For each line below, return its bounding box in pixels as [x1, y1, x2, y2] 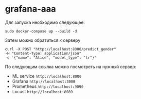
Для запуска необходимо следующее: [5, 19, 85, 25]
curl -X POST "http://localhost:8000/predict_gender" [5, 47, 117, 51]
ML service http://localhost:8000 [12, 73, 82, 79]
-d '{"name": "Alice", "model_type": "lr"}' [5, 55, 97, 60]
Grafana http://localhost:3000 [12, 78, 75, 84]
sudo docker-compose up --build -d [5, 29, 77, 33]
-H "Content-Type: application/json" [5, 51, 82, 56]
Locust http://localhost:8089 [12, 88, 73, 94]
